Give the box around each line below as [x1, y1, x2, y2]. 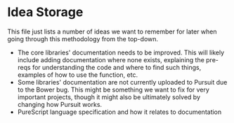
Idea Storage [7, 4, 84, 20]
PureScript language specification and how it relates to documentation [17, 108, 222, 116]
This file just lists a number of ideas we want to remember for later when [7, 27, 217, 36]
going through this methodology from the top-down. [7, 34, 159, 43]
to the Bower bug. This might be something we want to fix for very [17, 85, 209, 94]
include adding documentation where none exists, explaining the [17, 55, 205, 64]
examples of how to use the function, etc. [17, 71, 138, 79]
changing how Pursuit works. [17, 100, 103, 108]
